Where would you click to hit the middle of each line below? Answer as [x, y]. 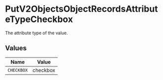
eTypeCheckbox [39, 19]
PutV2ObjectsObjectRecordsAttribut [81, 9]
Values [16, 48]
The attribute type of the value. [37, 33]
